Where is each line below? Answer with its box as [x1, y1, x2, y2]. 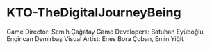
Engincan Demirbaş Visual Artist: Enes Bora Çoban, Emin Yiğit [6, 34, 184, 42]
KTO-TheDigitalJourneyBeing [6, 5, 181, 21]
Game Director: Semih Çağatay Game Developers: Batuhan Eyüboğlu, [6, 27, 206, 36]
